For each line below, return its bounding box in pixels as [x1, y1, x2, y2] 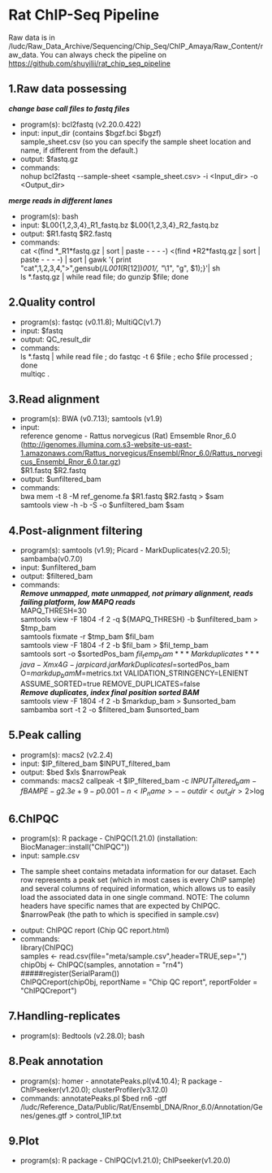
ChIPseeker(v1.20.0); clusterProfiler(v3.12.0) [19, 1084, 168, 1094]
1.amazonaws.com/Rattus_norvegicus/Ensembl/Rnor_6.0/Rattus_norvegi [19, 449, 262, 458]
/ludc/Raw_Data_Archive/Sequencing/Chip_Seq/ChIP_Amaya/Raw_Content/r [8, 41, 264, 50]
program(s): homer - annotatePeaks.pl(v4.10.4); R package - [19, 1075, 223, 1086]
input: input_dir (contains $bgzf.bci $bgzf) [19, 128, 162, 137]
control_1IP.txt [76, 1110, 122, 1120]
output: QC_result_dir [19, 334, 92, 344]
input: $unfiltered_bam [19, 563, 97, 572]
